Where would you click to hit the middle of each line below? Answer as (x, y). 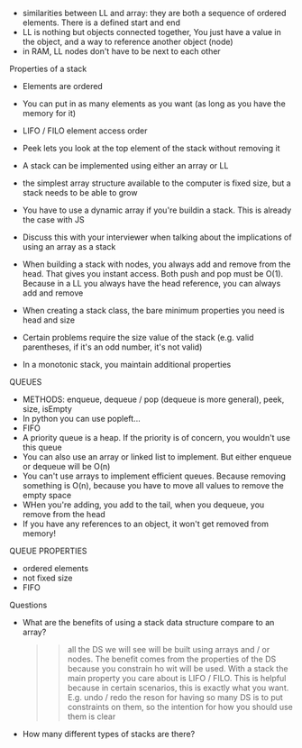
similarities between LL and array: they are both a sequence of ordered (154, 13)
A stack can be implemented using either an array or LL (125, 165)
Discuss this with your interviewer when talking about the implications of (157, 237)
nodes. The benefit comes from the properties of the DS (172, 659)
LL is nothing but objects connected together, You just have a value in (151, 32)
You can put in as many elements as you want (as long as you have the (154, 104)
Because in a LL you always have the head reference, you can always (151, 283)
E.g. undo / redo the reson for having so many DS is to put (175, 697)
